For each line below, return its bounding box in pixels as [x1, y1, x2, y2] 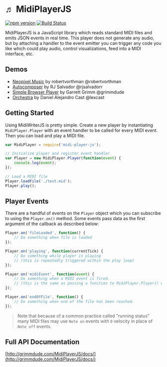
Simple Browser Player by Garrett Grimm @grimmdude [12, 89, 124, 95]
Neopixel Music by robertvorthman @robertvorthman [12, 78, 122, 84]
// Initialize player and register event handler [5, 151, 110, 156]
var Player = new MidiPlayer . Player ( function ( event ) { [5, 156, 121, 161]
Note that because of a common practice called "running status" [17, 313, 150, 319]
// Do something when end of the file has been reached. [14, 299, 135, 304]
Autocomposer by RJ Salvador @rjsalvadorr [12, 84, 103, 90]
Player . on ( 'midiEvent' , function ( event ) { [5, 271, 94, 277]
